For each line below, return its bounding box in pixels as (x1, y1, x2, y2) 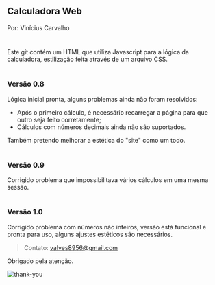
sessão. (7, 183, 29, 192)
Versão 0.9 (7, 160, 45, 170)
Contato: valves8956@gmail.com (23, 243, 118, 251)
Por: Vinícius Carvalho (7, 23, 70, 32)
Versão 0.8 (7, 79, 45, 89)
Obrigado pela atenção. (7, 257, 74, 265)
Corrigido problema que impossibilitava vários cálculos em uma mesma (7, 176, 209, 184)
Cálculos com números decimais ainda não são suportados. (16, 123, 186, 131)
